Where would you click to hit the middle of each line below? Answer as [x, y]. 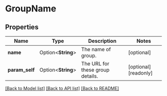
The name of [96, 49]
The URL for [95, 64]
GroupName [31, 9]
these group [95, 70]
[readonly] [141, 73]
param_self [21, 70]
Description [102, 41]
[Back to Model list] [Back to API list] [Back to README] [62, 88]
